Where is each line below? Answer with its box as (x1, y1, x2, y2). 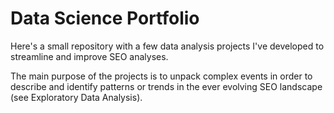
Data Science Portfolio (10, 7, 200, 30)
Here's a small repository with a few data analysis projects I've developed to (10, 40, 325, 52)
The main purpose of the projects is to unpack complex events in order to (10, 70, 313, 82)
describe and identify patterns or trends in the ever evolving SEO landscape (10, 80, 323, 92)
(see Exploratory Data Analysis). (10, 91, 143, 103)
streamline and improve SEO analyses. (10, 50, 169, 62)
